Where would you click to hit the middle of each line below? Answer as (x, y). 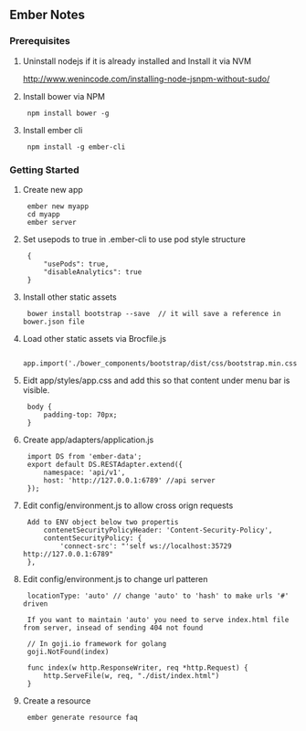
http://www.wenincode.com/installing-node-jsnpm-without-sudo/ (146, 79)
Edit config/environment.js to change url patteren (115, 578)
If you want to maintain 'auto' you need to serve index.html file (158, 620)
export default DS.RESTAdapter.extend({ (105, 464)
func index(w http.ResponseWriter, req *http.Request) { (137, 667)
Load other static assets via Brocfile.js (95, 338)
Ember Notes (47, 15)
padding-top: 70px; (80, 415)
